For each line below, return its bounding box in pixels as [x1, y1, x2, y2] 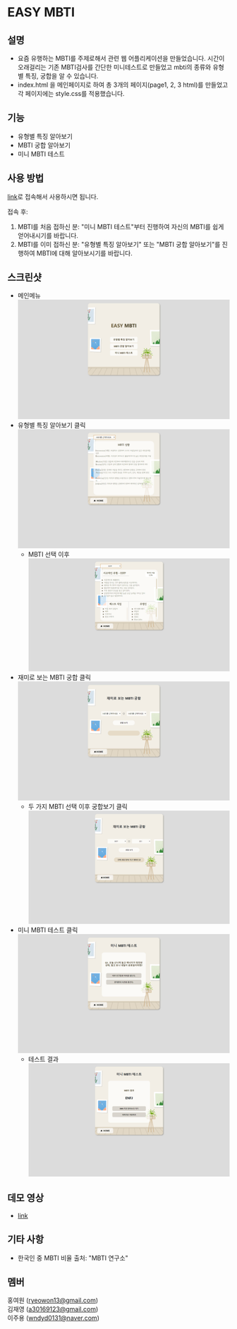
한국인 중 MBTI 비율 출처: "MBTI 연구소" [17, 1254, 128, 1262]
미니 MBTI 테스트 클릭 [17, 926, 78, 935]
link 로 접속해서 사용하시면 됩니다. [7, 192, 99, 201]
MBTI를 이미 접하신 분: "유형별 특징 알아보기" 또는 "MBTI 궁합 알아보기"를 [17, 240, 221, 248]
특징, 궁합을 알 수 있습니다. [25, 72, 99, 80]
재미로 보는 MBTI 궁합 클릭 [17, 673, 92, 681]
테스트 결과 [28, 1055, 59, 1064]
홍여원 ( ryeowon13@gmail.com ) [7, 1296, 99, 1305]
